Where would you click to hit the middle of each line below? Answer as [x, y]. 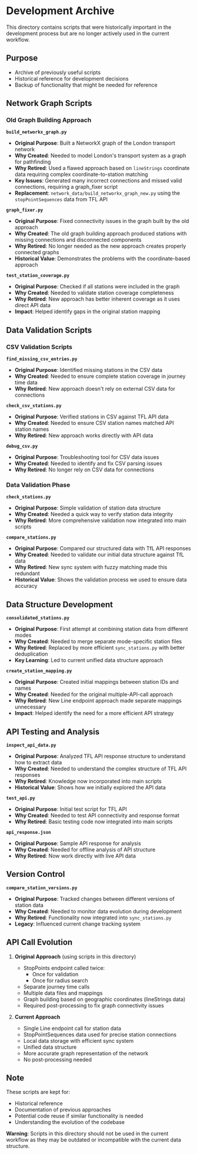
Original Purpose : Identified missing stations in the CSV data [89, 370]
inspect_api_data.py [31, 746]
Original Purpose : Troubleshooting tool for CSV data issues [87, 457]
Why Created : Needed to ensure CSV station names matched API [94, 423]
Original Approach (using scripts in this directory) [75, 956]
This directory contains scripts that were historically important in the [89, 27]
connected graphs [37, 252]
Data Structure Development [60, 604]
